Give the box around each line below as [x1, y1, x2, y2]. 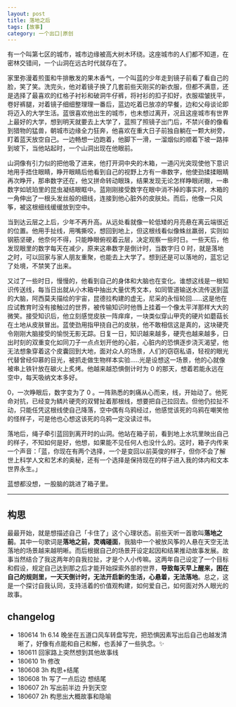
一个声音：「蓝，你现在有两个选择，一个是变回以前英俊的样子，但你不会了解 [7, 447, 226, 455]
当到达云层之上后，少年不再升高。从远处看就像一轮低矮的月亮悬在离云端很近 [7, 218, 229, 226]
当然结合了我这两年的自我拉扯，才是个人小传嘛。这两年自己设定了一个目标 [13, 555, 229, 564]
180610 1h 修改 [17, 656, 61, 665]
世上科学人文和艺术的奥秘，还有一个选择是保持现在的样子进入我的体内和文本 [7, 456, 229, 465]
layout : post [7, 10, 46, 18]
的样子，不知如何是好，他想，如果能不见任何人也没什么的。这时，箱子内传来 [7, 439, 229, 447]
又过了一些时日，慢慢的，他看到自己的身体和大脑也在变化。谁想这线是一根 [7, 277, 223, 285]
